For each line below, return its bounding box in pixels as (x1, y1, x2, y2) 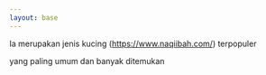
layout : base (9, 13, 59, 23)
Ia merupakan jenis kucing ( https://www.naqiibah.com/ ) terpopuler (9, 38, 257, 49)
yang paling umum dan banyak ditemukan (9, 55, 165, 66)
